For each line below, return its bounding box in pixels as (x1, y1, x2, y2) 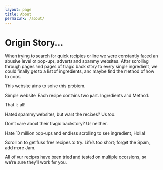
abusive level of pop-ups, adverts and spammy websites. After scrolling (5, 58, 149, 64)
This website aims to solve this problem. (5, 83, 86, 89)
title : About (5, 12, 32, 17)
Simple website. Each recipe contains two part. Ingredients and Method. (5, 93, 150, 99)
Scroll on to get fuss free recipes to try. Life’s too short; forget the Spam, (5, 139, 150, 146)
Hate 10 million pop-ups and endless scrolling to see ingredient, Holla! (5, 130, 145, 136)
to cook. (5, 74, 22, 80)
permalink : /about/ (5, 16, 45, 21)
